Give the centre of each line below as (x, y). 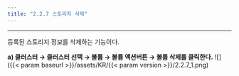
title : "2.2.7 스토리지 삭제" (48, 14)
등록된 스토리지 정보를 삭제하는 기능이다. (63, 42)
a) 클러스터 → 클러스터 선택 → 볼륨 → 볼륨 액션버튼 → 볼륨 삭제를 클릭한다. (110, 57)
